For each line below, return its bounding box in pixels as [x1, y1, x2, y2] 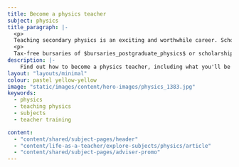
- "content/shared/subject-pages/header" [14, 136, 139, 143]
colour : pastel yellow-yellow [7, 76, 97, 84]
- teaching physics [14, 103, 72, 110]
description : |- [7, 57, 55, 64]
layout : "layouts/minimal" [7, 70, 87, 77]
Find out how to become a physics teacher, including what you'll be [20, 63, 231, 70]
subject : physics [7, 17, 59, 24]
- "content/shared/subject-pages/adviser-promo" [14, 149, 161, 156]
